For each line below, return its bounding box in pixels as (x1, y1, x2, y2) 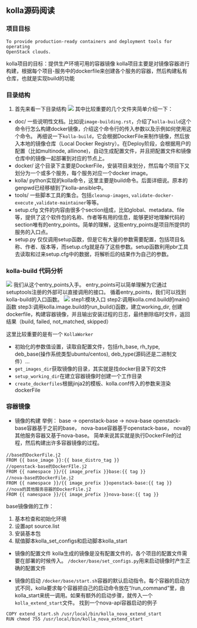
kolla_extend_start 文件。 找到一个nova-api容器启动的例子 (14, 599, 158, 606)
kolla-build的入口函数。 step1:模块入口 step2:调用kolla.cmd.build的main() (6, 296, 190, 303)
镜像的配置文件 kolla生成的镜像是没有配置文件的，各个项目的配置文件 (14, 550, 182, 557)
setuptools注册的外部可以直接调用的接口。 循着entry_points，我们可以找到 (6, 288, 186, 296)
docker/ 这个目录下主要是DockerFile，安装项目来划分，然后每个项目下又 (14, 162, 190, 169)
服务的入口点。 (14, 228, 51, 235)
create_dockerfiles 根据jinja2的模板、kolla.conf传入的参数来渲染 (14, 380, 171, 387)
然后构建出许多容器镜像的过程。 (25, 439, 103, 446)
